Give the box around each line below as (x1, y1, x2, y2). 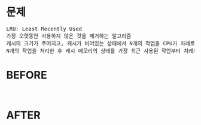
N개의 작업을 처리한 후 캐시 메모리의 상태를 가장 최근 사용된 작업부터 (6, 47, 181, 54)
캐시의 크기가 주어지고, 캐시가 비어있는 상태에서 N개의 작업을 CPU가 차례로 (6, 40, 196, 46)
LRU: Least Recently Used (6, 25, 83, 32)
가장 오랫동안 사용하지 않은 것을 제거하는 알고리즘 (6, 32, 132, 39)
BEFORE (6, 68, 47, 82)
